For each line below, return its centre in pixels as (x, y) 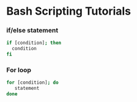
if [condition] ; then (34, 43)
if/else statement (32, 31)
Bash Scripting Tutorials (69, 11)
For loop (19, 70)
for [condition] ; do (33, 83)
